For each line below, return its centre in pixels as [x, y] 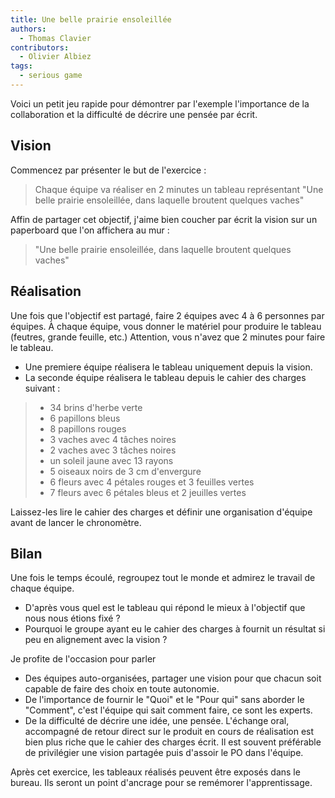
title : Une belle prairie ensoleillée [91, 19]
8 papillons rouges [88, 428]
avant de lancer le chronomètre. [76, 522]
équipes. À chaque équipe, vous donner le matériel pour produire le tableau [166, 326]
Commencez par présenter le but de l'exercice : [108, 170]
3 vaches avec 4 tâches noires [113, 439]
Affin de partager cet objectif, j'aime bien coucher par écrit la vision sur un [164, 219]
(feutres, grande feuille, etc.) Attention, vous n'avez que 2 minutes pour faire [168, 337]
